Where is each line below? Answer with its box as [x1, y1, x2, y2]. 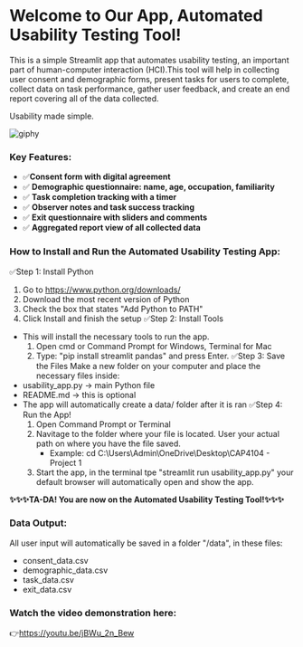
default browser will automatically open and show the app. [35, 476, 254, 487]
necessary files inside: [35, 370, 120, 381]
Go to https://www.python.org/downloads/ [22, 284, 181, 295]
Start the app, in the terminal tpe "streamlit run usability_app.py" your [35, 467, 294, 478]
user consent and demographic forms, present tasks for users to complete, [9, 73, 289, 84]
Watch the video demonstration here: [9, 606, 177, 619]
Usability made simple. [9, 110, 95, 121]
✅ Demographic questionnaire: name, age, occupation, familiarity [22, 182, 276, 193]
